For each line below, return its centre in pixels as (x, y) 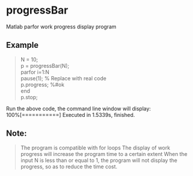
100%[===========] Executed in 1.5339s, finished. (71, 115)
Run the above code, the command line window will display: (79, 108)
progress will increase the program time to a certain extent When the (104, 154)
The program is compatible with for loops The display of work (95, 148)
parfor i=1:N (35, 72)
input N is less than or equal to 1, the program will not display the (99, 160)
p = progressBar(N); (45, 66)
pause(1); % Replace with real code (64, 78)
